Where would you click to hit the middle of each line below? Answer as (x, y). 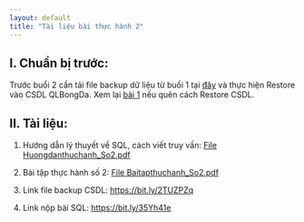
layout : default (40, 18)
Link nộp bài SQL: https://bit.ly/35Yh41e (97, 208)
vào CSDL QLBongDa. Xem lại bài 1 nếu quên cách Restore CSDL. (132, 95)
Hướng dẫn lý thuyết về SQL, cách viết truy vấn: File (120, 146)
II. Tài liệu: (39, 123)
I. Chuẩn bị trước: (59, 63)
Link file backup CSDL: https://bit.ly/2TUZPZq (108, 190)
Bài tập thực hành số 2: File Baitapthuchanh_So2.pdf (121, 173)
